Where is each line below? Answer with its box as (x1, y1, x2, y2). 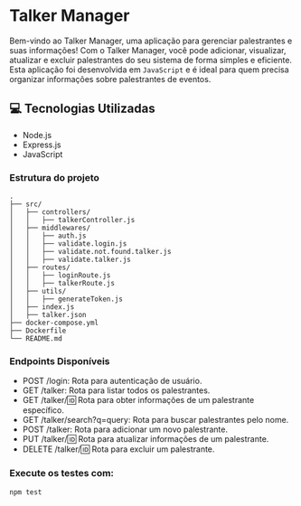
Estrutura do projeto (9, 171, 99, 183)
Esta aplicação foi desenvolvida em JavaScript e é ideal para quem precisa (9, 64, 289, 75)
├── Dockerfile (9, 326, 67, 335)
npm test (9, 487, 42, 497)
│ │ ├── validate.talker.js (9, 255, 131, 265)
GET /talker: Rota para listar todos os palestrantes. (22, 385, 211, 396)
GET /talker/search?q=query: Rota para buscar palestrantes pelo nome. (22, 415, 289, 426)
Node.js (22, 129, 52, 140)
